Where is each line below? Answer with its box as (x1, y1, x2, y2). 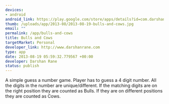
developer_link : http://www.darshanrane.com (5, 45, 100, 50)
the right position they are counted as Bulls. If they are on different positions (5, 88, 163, 94)
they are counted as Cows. (5, 93, 61, 99)
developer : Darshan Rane (5, 59, 57, 64)
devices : (5, 7, 24, 13)
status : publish (5, 63, 39, 68)
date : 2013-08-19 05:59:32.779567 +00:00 (5, 54, 94, 59)
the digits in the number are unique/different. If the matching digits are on (5, 82, 157, 88)
